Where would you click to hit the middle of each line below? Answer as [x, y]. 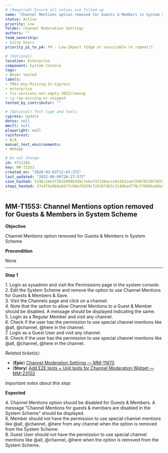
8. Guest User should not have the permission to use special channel [76, 434]
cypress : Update [22, 117]
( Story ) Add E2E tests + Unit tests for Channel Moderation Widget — [83, 368]
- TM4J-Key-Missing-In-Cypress [38, 84]
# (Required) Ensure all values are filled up [54, 10]
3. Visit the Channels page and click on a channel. [57, 301]
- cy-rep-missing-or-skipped [35, 98]
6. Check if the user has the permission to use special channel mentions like [83, 322]
